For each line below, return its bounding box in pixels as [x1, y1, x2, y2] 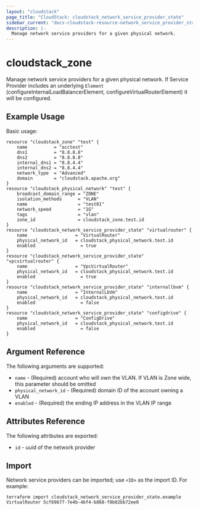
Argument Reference [6, 347, 85, 357]
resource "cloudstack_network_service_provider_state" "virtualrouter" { [6, 227, 192, 233]
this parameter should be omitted [14, 380, 97, 387]
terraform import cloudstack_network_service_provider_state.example [6, 494, 182, 501]
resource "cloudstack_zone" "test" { [6, 139, 99, 145]
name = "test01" [17, 201, 105, 207]
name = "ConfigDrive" [17, 315, 115, 321]
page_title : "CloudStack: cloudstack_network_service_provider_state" [6, 14, 184, 20]
